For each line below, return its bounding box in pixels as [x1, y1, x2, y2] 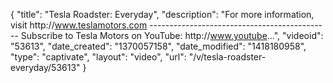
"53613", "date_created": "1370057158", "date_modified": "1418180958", [10, 40, 307, 52]
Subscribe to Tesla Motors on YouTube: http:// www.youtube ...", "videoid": [20, 30, 324, 41]
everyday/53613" [10, 62, 81, 73]
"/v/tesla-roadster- [188, 51, 267, 63]
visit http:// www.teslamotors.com [10, 19, 148, 31]
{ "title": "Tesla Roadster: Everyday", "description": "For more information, [10, 9, 315, 20]
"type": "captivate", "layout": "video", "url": [10, 51, 187, 63]
